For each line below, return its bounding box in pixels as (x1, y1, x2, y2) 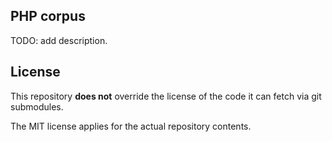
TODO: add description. (10, 34, 108, 46)
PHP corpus (10, 8, 86, 25)
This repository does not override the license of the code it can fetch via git (10, 90, 322, 102)
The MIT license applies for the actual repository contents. (10, 120, 252, 132)
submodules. (10, 100, 64, 113)
